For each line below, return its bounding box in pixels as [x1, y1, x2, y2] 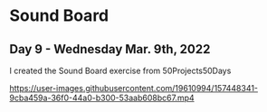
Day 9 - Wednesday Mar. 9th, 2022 [9, 42, 211, 57]
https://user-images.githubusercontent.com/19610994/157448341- [9, 83, 259, 93]
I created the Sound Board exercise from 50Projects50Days [9, 65, 232, 76]
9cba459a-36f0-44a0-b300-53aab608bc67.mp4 [9, 92, 195, 103]
